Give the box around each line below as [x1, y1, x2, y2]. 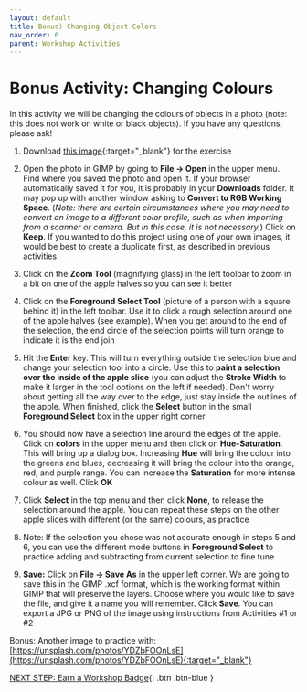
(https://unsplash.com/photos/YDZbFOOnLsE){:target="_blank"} [9, 655, 252, 665]
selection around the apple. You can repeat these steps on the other [22, 505, 280, 516]
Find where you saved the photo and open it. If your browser [22, 173, 251, 184]
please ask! [9, 128, 53, 139]
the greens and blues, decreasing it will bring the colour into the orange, [22, 458, 295, 469]
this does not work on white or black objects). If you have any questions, [9, 118, 283, 129]
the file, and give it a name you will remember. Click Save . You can [22, 598, 274, 609]
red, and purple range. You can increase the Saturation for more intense [22, 467, 296, 478]
